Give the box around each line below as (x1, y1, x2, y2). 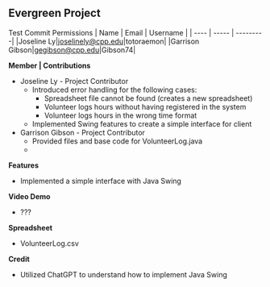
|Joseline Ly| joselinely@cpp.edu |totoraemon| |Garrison (15, 36, 200, 46)
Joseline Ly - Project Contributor (19, 76, 129, 85)
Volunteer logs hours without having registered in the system (44, 102, 247, 111)
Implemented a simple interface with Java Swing (19, 176, 181, 185)
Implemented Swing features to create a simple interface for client (31, 119, 252, 128)
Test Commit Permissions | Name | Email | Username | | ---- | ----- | (8, 27, 235, 37)
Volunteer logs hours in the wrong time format (44, 110, 197, 120)
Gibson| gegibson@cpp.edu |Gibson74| (8, 44, 136, 55)
